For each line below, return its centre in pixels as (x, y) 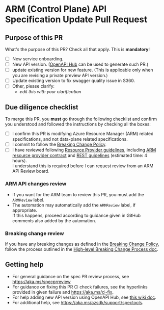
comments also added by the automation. (54, 220)
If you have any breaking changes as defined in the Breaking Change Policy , (82, 244)
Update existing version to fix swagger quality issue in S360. (73, 81)
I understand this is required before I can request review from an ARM (83, 166)
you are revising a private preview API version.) (60, 76)
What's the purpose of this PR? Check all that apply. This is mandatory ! (78, 49)
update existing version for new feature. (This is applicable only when (82, 70)
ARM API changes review (36, 184)
